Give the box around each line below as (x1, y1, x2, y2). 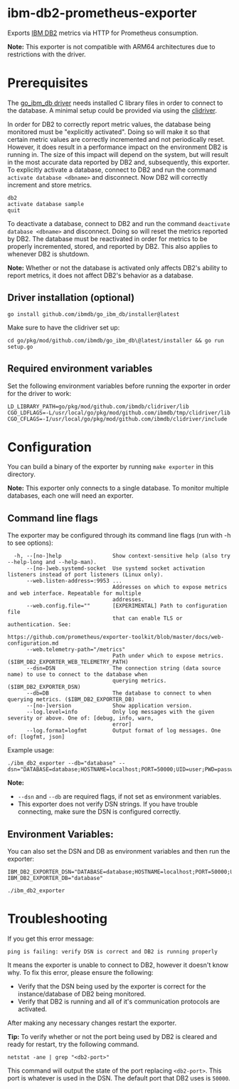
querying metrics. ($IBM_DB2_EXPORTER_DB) (7, 696, 135, 703)
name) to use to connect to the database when (7, 671, 148, 678)
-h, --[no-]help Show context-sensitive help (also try (14, 553, 231, 560)
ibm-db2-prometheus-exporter (7, 5, 197, 21)
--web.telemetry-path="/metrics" (26, 646, 126, 653)
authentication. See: (7, 621, 72, 628)
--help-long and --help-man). (7, 558, 97, 566)
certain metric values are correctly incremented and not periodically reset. (7, 135, 225, 143)
